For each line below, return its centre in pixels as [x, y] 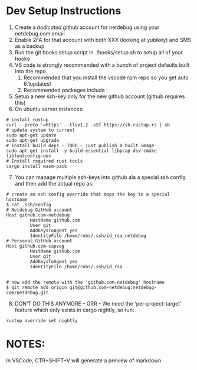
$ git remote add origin [37, 287]
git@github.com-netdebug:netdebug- [113, 287]
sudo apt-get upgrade [33, 140]
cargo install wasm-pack [37, 166]
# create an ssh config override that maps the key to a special [88, 194]
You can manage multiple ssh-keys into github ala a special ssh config [100, 177]
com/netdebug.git [27, 293]
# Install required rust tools [45, 161]
